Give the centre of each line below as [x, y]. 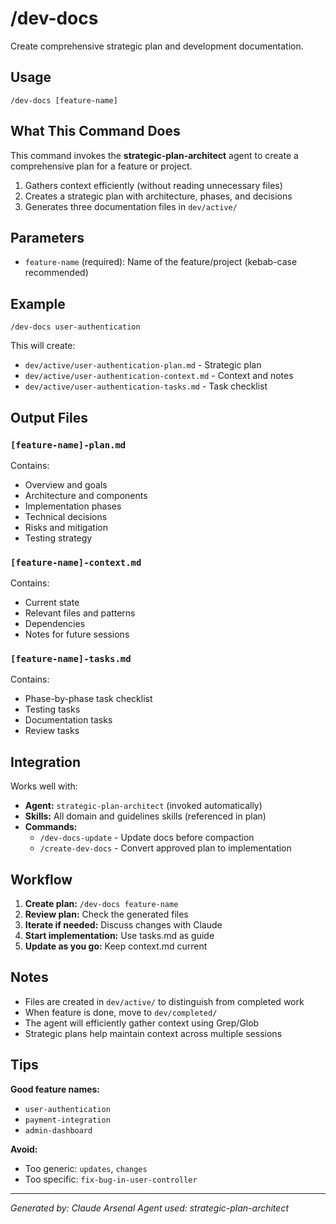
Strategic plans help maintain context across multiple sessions [153, 1033]
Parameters [47, 237]
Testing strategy [58, 538]
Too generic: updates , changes [86, 1168]
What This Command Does [95, 131]
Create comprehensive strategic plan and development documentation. [157, 46]
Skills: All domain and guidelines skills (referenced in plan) [145, 816]
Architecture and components [86, 495]
